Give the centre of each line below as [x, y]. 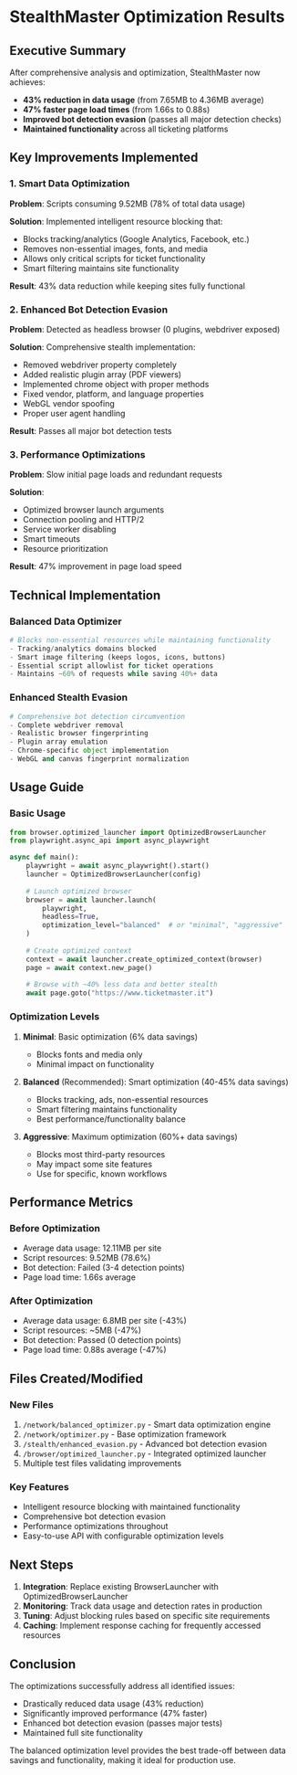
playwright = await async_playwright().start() [118, 866]
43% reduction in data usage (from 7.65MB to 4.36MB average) [143, 100]
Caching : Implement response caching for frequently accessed [142, 1626]
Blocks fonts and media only [89, 1054]
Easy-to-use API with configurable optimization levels [123, 1536]
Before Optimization [55, 1228]
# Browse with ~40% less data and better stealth [122, 985]
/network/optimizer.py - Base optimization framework [124, 1434]
